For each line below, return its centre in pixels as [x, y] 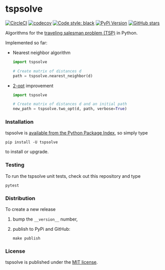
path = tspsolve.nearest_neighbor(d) [53, 76]
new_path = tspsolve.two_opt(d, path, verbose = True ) [70, 109]
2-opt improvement [33, 86]
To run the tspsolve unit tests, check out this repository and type [73, 176]
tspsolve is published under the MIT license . [52, 262]
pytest [12, 185]
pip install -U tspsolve [32, 142]
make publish [26, 238]
